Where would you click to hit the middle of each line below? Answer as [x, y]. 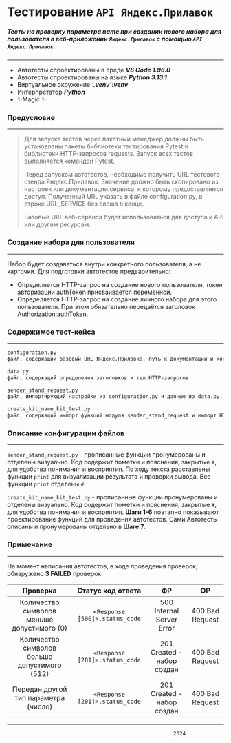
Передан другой [40, 689]
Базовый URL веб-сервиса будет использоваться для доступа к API [124, 217]
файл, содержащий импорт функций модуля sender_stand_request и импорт [112, 416]
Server [166, 620]
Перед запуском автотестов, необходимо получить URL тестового [122, 175]
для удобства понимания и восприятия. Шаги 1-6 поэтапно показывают [113, 512]
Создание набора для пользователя [71, 242]
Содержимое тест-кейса [51, 332]
